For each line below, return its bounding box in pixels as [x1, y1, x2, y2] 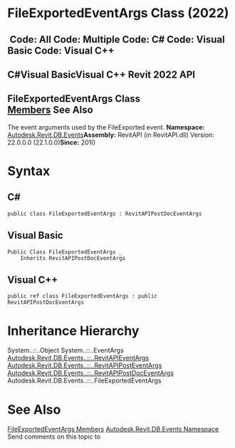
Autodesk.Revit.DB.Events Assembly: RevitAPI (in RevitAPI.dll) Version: [7, 130, 215, 139]
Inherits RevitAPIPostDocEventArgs [20, 254, 126, 261]
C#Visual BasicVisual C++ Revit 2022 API [7, 68, 196, 80]
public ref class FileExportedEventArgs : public [7, 293, 158, 300]
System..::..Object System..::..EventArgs [7, 346, 125, 355]
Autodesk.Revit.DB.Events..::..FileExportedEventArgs [7, 376, 162, 385]
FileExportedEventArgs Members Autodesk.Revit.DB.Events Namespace [7, 425, 219, 434]
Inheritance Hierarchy [7, 323, 140, 339]
